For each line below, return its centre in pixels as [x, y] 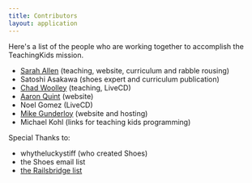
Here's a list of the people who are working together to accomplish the [126, 46]
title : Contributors [43, 16]
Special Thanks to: [39, 137]
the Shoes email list [53, 161]
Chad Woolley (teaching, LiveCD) [75, 87]
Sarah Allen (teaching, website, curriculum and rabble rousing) [124, 70]
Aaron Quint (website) [57, 96]
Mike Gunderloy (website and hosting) [84, 113]
